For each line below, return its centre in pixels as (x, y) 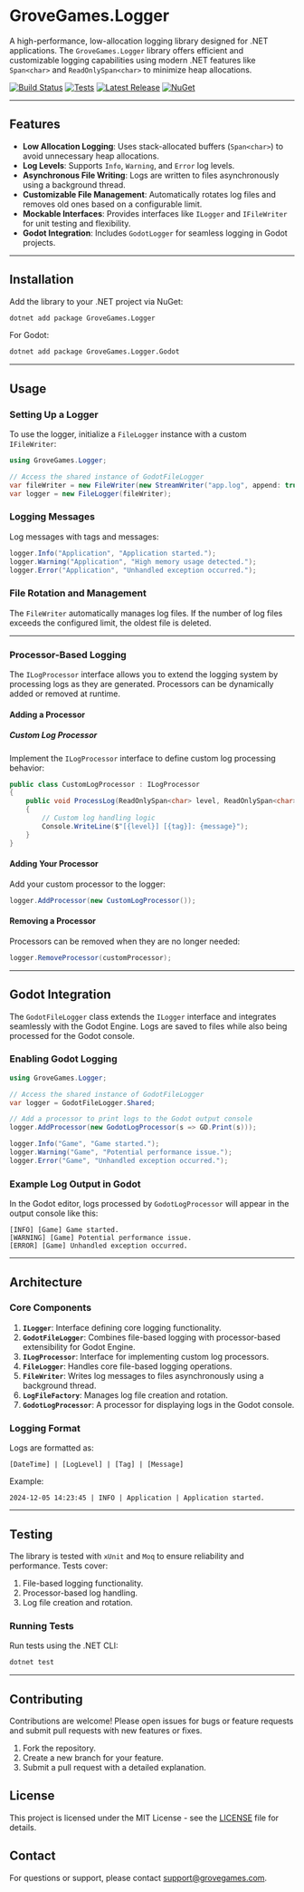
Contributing (46, 1699)
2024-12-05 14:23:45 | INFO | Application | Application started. (137, 1498)
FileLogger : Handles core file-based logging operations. (127, 1366)
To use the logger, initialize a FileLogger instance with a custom (128, 434)
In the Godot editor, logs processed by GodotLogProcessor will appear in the (149, 1204)
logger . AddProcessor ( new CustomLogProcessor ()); (103, 900)
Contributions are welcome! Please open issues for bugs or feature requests (152, 1721)
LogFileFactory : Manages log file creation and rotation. (125, 1395)
